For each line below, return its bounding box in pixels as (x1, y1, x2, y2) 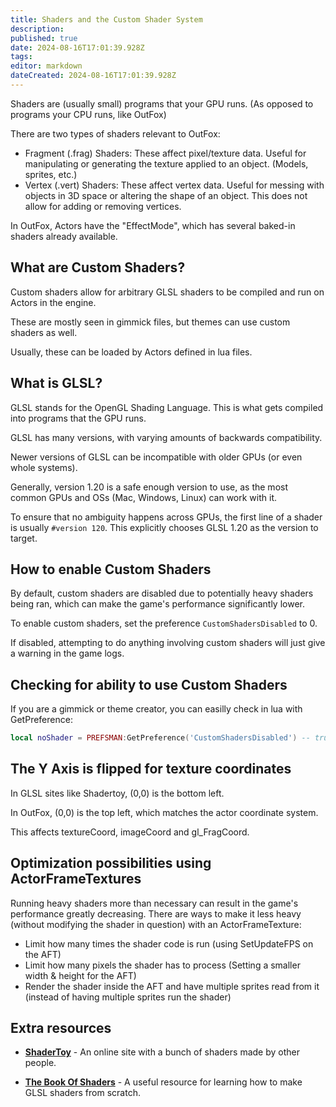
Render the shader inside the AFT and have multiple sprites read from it (24, 980, 320, 992)
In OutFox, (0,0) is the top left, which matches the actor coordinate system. (10, 806, 319, 818)
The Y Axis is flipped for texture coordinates (10, 761, 292, 778)
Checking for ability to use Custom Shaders (10, 676, 288, 693)
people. (24, 1057, 57, 1069)
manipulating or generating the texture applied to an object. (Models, (24, 157, 309, 170)
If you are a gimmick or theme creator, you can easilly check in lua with (10, 703, 303, 715)
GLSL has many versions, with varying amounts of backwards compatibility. (10, 431, 323, 443)
